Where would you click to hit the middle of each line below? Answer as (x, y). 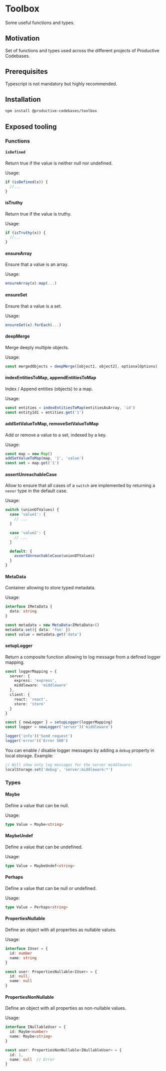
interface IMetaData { (29, 607)
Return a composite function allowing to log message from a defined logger (83, 657)
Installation (23, 99)
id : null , (20, 976)
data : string (23, 611)
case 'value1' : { (28, 515)
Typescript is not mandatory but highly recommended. (61, 84)
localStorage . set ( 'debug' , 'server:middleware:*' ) (59, 770)
